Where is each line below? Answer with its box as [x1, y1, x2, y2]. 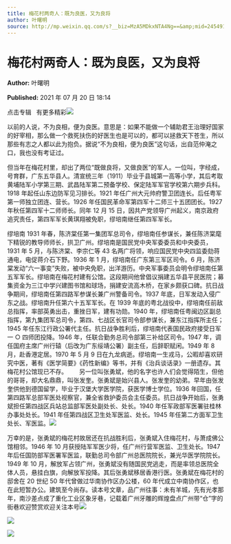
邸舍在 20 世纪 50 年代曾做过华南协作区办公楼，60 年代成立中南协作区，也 [7, 477, 219, 485]
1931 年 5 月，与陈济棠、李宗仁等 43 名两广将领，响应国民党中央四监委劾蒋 [7, 247, 220, 255]
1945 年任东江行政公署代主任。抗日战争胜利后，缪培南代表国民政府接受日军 [7, 325, 221, 333]
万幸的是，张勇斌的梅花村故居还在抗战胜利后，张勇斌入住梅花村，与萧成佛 [7, 434, 218, 442]
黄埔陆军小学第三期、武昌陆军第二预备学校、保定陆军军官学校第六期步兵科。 [7, 181, 224, 189]
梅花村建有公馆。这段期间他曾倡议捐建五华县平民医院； [60, 273, 218, 281]
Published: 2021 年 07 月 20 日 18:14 [7, 94, 111, 102]
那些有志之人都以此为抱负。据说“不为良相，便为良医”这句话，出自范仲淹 [7, 140, 212, 148]
